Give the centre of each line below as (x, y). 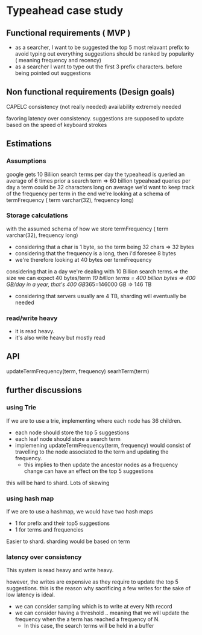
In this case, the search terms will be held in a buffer (89, 626)
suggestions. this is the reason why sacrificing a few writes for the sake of (99, 588)
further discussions (44, 390)
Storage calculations (37, 215)
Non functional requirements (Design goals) (90, 92)
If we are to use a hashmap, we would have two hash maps (80, 511)
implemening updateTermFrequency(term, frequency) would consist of (103, 445)
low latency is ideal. (31, 595)
